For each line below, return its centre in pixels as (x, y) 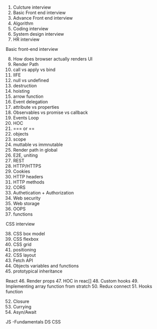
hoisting (21, 91)
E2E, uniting (25, 155)
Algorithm (23, 23)
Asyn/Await (25, 312)
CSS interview (20, 224)
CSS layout (24, 255)
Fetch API (23, 260)
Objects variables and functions (46, 266)
